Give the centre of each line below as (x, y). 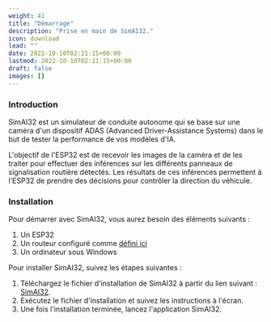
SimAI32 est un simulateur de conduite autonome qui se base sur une (124, 121)
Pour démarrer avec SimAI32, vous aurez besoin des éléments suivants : (129, 219)
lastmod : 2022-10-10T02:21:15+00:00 (70, 61)
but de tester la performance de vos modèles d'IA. (92, 139)
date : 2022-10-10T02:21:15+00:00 (65, 53)
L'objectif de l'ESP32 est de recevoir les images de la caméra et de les (125, 155)
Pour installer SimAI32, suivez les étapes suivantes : (95, 268)
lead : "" (23, 46)
